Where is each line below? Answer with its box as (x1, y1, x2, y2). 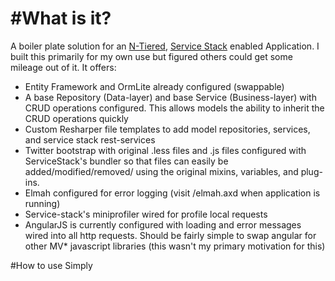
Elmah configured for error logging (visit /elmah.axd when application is (24, 187, 321, 199)
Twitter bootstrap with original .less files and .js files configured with (24, 144, 307, 156)
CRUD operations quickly (24, 112, 129, 124)
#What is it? (10, 7, 112, 30)
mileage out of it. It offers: (10, 61, 117, 73)
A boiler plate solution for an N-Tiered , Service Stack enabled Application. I (10, 40, 320, 52)
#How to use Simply (10, 259, 93, 271)
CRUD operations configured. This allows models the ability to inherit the (24, 102, 325, 114)
